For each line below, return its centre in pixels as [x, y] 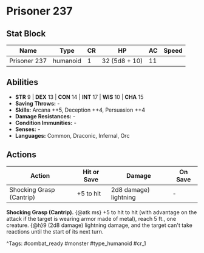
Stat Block [26, 34]
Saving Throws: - [37, 103]
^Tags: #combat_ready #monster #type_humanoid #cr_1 [76, 243]
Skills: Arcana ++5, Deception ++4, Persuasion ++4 [80, 110]
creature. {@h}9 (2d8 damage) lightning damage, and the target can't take [99, 225]
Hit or [91, 172]
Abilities [22, 82]
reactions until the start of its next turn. [55, 231]
